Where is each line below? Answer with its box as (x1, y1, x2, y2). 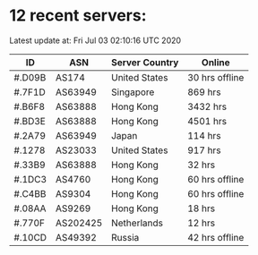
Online (201, 55, 230, 68)
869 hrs (187, 86, 221, 98)
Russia (110, 231, 140, 243)
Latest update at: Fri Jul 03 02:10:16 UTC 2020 (9, 35, 182, 46)
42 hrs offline (187, 231, 245, 243)
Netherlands (110, 217, 164, 229)
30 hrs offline (187, 71, 245, 83)
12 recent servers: (9, 5, 147, 26)
